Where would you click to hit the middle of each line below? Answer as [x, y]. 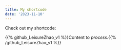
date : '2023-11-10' [25, 14]
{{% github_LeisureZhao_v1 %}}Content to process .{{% [60, 37]
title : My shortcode [26, 9]
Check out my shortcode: [30, 28]
